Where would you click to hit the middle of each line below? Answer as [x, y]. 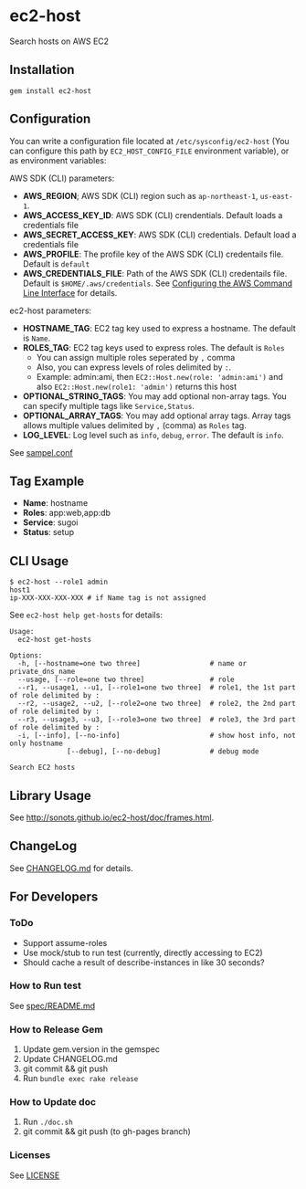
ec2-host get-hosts [55, 640]
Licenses [30, 1155]
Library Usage [50, 795]
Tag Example [47, 481]
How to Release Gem [56, 1029]
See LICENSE [35, 1175]
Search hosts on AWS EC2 [59, 41]
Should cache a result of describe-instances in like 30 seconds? [143, 962]
